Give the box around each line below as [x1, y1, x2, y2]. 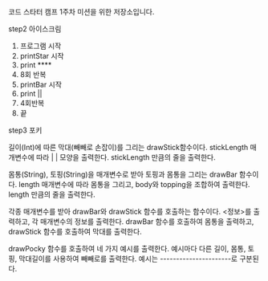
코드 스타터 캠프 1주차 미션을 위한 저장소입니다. [8, 7, 155, 16]
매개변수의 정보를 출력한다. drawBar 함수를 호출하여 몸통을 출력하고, [39, 217, 254, 226]
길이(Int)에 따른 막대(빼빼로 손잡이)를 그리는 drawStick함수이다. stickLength [8, 143, 249, 152]
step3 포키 [8, 125, 43, 135]
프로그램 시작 [19, 41, 62, 51]
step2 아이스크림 [8, 24, 62, 34]
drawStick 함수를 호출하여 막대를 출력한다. [8, 227, 142, 236]
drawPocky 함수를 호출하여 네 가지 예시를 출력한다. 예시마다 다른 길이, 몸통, [8, 244, 246, 253]
